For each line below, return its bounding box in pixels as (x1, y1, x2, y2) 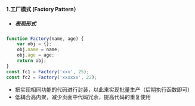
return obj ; (17, 58, 47, 64)
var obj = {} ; (17, 41, 52, 47)
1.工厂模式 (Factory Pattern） (6, 5, 79, 13)
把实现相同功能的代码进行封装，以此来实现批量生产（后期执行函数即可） (14, 86, 193, 93)
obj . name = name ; (17, 46, 60, 53)
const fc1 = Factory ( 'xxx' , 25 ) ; (6, 68, 89, 74)
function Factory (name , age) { (6, 36, 84, 42)
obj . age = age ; (17, 52, 55, 58)
